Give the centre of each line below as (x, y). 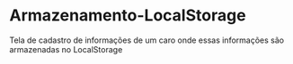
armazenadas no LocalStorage (66, 49)
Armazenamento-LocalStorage (128, 16)
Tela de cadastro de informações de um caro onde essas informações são (147, 40)
